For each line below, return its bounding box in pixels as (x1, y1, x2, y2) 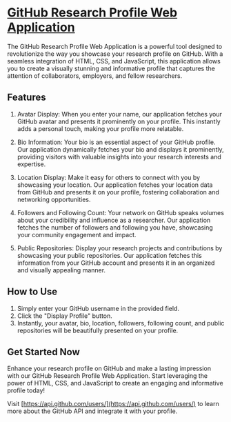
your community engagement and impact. (17, 230, 137, 239)
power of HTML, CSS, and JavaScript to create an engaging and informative (7, 379, 223, 388)
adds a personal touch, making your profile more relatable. (17, 124, 184, 132)
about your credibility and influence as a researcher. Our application (17, 216, 211, 224)
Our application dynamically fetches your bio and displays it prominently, (17, 145, 224, 153)
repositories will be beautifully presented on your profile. (17, 326, 179, 334)
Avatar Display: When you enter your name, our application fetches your (17, 110, 223, 118)
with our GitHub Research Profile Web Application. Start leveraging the (7, 372, 208, 380)
